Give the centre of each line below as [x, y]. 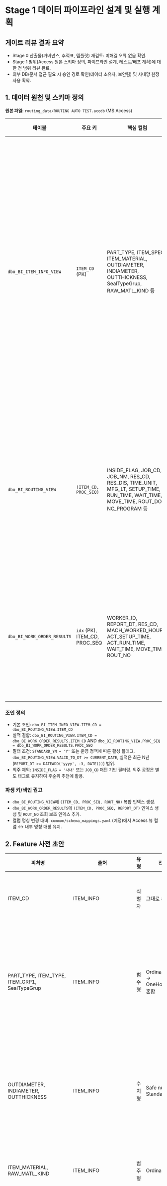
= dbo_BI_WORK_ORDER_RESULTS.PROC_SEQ [52, 746]
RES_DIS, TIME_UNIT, [132, 483]
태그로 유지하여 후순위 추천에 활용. [51, 776]
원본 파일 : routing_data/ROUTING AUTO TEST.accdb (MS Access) [69, 111]
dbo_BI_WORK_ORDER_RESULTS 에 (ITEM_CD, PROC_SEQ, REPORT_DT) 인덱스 [83, 808]
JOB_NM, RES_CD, [128, 476]
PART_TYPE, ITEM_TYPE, [37, 976]
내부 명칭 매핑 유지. [43, 827]
